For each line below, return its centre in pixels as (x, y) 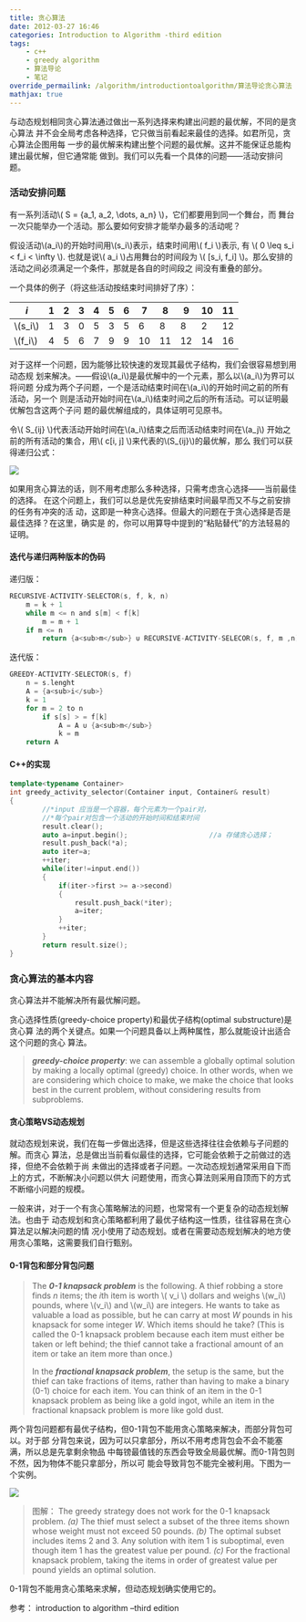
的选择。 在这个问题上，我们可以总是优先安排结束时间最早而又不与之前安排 (150, 500)
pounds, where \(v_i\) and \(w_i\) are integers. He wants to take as (156, 1305)
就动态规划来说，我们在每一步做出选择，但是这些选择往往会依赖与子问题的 (149, 1144)
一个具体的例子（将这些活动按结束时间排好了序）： (103, 287)
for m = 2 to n (55, 708)
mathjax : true (36, 94)
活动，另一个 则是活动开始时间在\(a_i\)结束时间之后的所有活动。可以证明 (145, 399)
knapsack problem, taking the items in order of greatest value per (154, 1560)
